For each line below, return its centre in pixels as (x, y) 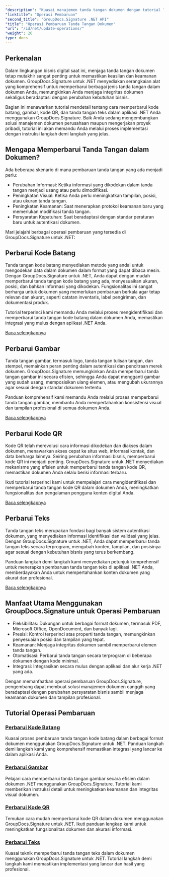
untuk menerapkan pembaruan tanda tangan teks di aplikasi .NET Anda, (80, 567)
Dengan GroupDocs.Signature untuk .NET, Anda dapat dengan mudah (78, 276)
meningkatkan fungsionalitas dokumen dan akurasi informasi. (69, 829)
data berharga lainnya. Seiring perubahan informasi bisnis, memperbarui (80, 456)
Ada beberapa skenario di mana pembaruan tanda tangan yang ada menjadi (84, 170)
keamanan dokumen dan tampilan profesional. (53, 697)
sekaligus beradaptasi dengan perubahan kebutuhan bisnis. (67, 97)
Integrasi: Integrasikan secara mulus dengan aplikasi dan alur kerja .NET (87, 666)
